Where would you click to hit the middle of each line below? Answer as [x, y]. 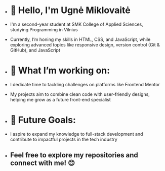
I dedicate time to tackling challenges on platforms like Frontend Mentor [85, 84]
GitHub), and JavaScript [35, 50]
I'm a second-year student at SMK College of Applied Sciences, [76, 24]
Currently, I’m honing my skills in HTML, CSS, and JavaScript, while [80, 39]
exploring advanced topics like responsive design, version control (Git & [85, 44]
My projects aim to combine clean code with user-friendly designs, [80, 94]
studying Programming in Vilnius [44, 29]
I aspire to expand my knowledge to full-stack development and [76, 134]
